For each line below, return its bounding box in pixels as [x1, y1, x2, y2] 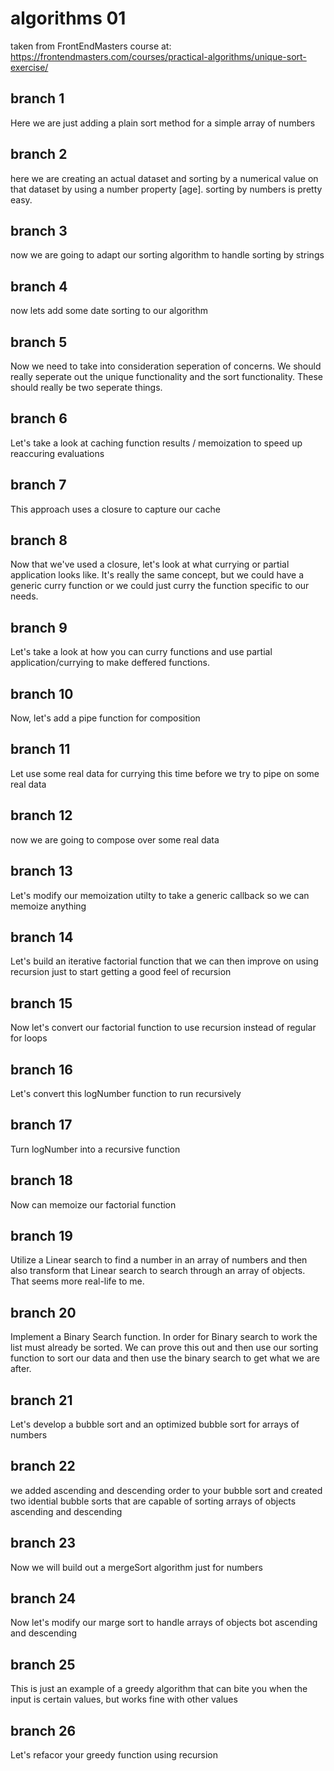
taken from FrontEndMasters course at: [10, 40, 172, 52]
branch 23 [10, 1535, 76, 1552]
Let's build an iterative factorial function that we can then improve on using [10, 955, 319, 967]
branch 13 [10, 863, 73, 880]
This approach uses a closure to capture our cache [10, 503, 221, 515]
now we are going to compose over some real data [10, 833, 220, 846]
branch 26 [10, 1722, 77, 1739]
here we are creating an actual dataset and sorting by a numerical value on [10, 172, 319, 184]
